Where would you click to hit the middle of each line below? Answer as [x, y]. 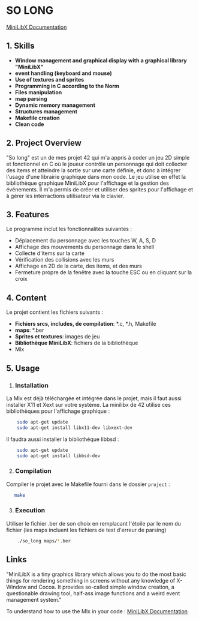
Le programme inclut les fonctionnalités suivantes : [69, 229]
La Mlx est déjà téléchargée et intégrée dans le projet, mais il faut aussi [94, 398]
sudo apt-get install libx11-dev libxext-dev [75, 427]
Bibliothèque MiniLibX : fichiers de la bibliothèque [76, 343]
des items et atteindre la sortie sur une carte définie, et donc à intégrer [94, 170]
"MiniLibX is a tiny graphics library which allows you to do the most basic [97, 574]
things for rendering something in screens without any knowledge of [91, 580]
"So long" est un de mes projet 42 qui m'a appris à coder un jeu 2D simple [98, 157]
